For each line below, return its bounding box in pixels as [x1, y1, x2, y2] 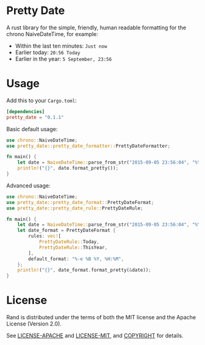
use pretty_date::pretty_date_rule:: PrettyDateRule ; [6, 205, 143, 211]
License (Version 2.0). [6, 320, 62, 327]
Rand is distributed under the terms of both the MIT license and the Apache [6, 314, 196, 321]
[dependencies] [6, 108, 45, 115]
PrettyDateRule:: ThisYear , [38, 244, 108, 250]
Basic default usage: [6, 125, 58, 133]
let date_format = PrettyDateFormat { [17, 227, 116, 234]
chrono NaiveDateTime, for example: [6, 30, 99, 37]
